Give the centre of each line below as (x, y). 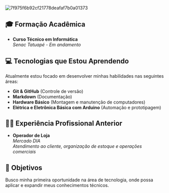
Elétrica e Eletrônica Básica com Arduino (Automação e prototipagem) (87, 107)
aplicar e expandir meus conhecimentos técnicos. (57, 185)
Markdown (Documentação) (42, 96)
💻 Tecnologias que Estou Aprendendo (67, 61)
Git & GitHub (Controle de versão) (48, 91)
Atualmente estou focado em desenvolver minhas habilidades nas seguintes (85, 76)
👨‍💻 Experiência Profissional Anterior (64, 124)
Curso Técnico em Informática (45, 39)
